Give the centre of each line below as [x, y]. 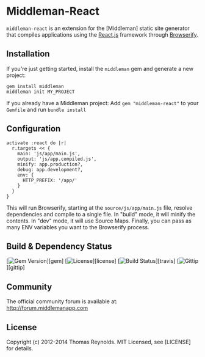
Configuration [34, 129]
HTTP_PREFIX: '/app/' [50, 180]
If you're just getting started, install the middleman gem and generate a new [100, 68]
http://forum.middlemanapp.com [47, 308]
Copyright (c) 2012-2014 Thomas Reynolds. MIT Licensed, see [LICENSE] [99, 342]
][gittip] [16, 268]
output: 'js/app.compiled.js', [57, 159]
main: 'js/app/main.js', [49, 153]
